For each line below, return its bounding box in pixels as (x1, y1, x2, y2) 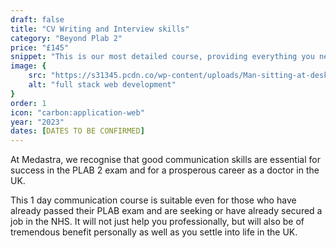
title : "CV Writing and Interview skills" (10, 24, 190, 34)
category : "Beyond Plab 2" (10, 33, 123, 43)
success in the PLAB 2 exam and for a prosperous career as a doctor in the (10, 164, 320, 176)
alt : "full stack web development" (28, 80, 177, 90)
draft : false (10, 14, 65, 25)
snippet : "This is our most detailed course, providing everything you (10, 52, 315, 62)
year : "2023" (10, 117, 65, 127)
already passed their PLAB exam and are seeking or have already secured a (10, 205, 323, 217)
